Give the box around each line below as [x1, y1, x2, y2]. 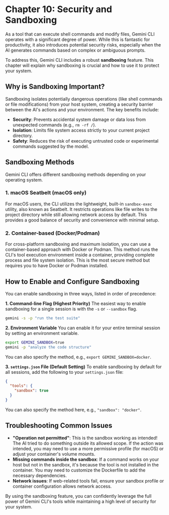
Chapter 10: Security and [5, 4, 112, 15]
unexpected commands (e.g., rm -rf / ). [12, 121, 96, 127]
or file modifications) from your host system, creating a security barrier [5, 101, 153, 107]
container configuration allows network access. [12, 483, 112, 489]
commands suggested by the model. [12, 143, 90, 149]
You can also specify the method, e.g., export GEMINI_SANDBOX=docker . [5, 354, 152, 360]
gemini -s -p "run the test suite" [5, 315, 80, 321]
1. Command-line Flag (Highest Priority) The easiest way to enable [5, 300, 146, 307]
